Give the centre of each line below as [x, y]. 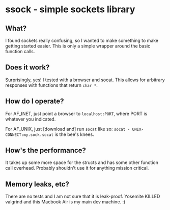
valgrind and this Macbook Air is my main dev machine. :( [65, 202]
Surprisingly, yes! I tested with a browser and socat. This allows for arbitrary [85, 80]
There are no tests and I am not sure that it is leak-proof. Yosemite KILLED [83, 196]
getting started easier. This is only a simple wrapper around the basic [78, 46]
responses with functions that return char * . [52, 85]
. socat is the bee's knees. [67, 134]
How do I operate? [35, 101]
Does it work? [27, 67]
